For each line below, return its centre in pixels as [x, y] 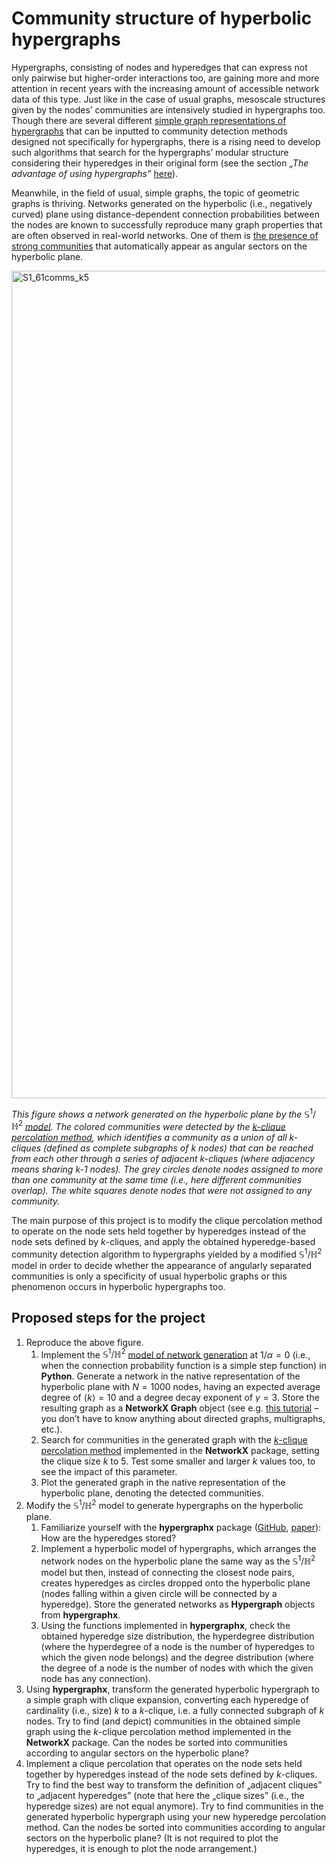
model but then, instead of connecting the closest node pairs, [167, 1572]
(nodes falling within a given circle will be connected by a [159, 1593]
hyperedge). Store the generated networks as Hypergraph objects [178, 1604]
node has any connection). [96, 1678]
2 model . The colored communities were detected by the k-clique [151, 1125]
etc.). [51, 1429]
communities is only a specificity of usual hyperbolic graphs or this [149, 1276]
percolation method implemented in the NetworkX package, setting [180, 1451]
